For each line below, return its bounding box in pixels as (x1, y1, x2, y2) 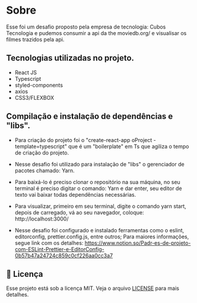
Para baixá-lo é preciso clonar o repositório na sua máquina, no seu (14, 178, 181, 185)
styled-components (14, 81, 63, 89)
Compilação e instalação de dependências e (6, 111, 173, 122)
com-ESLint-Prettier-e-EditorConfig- (14, 245, 105, 252)
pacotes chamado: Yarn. (14, 167, 75, 174)
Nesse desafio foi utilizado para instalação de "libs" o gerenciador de (14, 160, 185, 168)
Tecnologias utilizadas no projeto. (6, 53, 135, 63)
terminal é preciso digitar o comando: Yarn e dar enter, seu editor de (14, 185, 182, 192)
